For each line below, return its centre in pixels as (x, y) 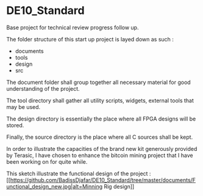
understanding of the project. (43, 88)
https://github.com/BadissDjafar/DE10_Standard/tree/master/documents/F (103, 180)
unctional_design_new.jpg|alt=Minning (55, 186)
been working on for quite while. (47, 161)
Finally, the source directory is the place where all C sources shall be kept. (100, 137)
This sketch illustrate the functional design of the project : (79, 173)
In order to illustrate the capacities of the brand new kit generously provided (102, 149)
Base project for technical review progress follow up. (73, 27)
